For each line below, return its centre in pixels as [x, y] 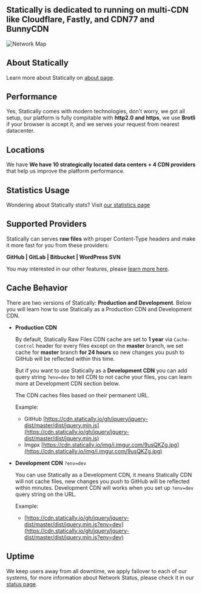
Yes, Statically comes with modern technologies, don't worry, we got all [96, 111]
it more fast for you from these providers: [58, 245]
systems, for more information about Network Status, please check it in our [100, 578]
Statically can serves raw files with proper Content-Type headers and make [101, 239]
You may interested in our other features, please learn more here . [88, 269]
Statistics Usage [38, 190]
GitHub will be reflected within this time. [65, 358]
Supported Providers [46, 224]
